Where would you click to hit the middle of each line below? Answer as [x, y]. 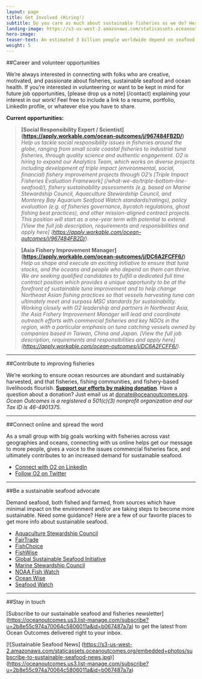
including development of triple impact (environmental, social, [98, 168]
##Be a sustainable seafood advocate [53, 490]
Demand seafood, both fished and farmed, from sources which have [91, 502]
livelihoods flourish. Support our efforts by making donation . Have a [92, 388]
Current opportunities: [35, 117]
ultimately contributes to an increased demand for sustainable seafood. [95, 455]
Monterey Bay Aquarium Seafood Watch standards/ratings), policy [104, 200]
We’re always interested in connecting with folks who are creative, [88, 74]
